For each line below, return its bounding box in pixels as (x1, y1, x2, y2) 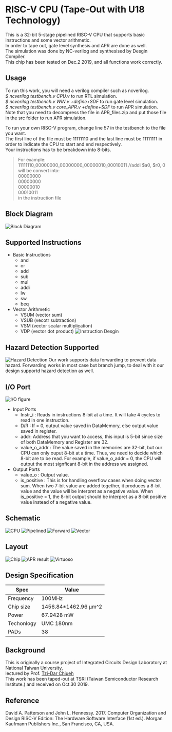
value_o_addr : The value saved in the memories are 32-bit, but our (20, 445, 163, 450)
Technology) (5, 14, 61, 26)
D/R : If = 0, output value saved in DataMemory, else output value (20, 423, 159, 429)
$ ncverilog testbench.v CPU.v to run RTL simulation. (5, 93, 117, 99)
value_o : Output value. (20, 472, 69, 478)
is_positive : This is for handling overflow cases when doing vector (20, 477, 162, 483)
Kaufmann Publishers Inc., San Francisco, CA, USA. (5, 721, 114, 727)
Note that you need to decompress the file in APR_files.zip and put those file (5, 109, 167, 115)
